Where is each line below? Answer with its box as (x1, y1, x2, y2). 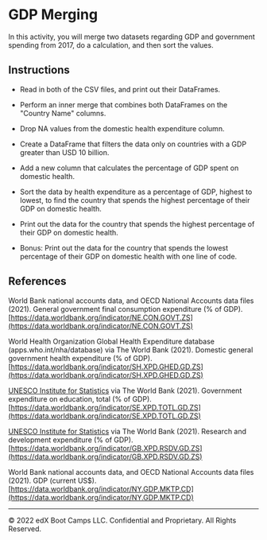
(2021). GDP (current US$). (8, 476, 97, 485)
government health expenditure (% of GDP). (8, 353, 153, 363)
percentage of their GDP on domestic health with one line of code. (19, 251, 238, 261)
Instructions (8, 64, 70, 77)
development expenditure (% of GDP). (8, 435, 133, 445)
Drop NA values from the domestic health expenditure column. (19, 123, 225, 133)
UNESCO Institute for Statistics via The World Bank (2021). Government (8, 386, 242, 395)
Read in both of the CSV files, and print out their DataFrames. (19, 84, 221, 94)
